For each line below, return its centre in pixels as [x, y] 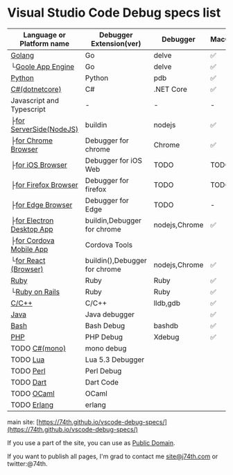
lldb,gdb [167, 303]
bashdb [166, 325]
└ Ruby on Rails [35, 291]
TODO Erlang [32, 405]
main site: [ [23, 421]
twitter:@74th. [27, 463]
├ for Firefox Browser [44, 184]
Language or [44, 35]
